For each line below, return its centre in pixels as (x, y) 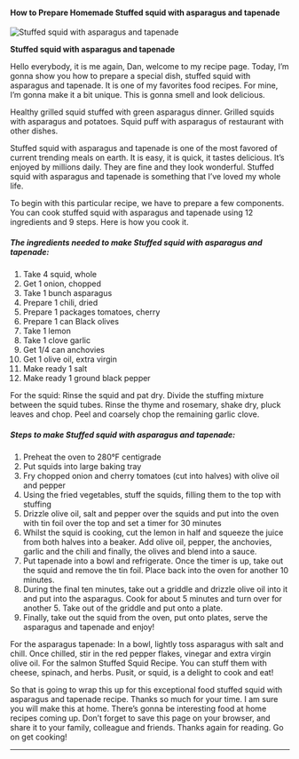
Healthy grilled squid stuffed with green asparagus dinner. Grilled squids (142, 112)
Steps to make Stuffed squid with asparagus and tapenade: (123, 435)
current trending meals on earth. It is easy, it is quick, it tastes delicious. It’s (147, 158)
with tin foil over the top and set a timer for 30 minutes (122, 523)
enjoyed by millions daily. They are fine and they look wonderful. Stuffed (142, 167)
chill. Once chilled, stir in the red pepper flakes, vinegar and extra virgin (141, 654)
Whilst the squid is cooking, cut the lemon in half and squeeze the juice (153, 532)
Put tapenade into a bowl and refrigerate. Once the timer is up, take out (153, 561)
